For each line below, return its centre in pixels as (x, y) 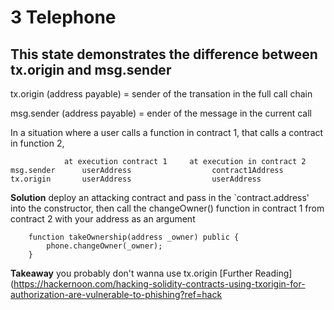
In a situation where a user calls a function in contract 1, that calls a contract (167, 132)
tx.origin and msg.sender (91, 69)
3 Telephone (63, 17)
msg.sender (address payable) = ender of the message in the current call (161, 113)
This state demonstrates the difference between (164, 54)
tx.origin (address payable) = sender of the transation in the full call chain (161, 94)
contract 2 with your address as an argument (103, 219)
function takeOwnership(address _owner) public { (134, 237)
